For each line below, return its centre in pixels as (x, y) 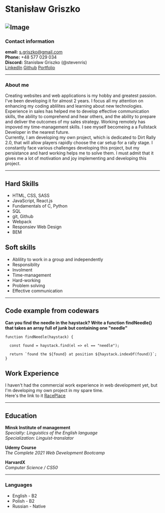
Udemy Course (21, 448)
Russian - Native (29, 506)
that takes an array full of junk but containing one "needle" (66, 328)
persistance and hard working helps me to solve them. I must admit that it (79, 153)
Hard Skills (22, 184)
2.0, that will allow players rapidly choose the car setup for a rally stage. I (79, 143)
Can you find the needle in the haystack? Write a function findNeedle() (79, 323)
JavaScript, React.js (32, 201)
